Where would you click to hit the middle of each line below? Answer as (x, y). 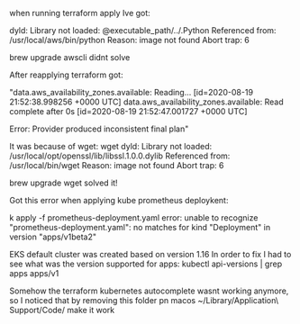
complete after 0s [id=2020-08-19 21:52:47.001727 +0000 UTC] (128, 111)
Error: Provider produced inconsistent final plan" (99, 129)
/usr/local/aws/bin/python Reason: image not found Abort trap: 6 (129, 40)
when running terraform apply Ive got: (80, 13)
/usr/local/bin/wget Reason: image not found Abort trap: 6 (117, 165)
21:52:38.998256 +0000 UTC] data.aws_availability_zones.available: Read (146, 102)
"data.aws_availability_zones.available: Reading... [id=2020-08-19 (132, 92)
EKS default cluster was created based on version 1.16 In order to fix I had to (150, 254)
